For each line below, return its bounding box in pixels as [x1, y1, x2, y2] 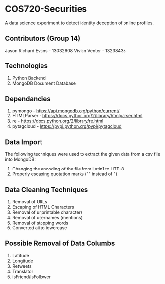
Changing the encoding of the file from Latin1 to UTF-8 [12, 166, 124, 172]
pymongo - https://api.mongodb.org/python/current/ [12, 108, 120, 114]
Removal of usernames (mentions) [12, 215, 82, 220]
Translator [12, 268, 34, 274]
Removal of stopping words [12, 220, 68, 226]
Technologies [5, 62, 48, 70]
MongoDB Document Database [12, 80, 76, 86]
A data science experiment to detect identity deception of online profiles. [5, 20, 154, 26]
